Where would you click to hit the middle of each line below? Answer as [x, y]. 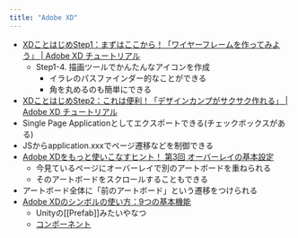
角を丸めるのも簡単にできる [101, 89]
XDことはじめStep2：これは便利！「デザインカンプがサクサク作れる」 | [155, 101]
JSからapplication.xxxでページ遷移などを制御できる [118, 145]
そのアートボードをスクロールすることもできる [122, 179]
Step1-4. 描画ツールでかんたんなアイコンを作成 [123, 66]
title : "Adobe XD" [44, 18]
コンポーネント [63, 224]
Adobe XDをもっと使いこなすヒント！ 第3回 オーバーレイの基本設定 [148, 156]
